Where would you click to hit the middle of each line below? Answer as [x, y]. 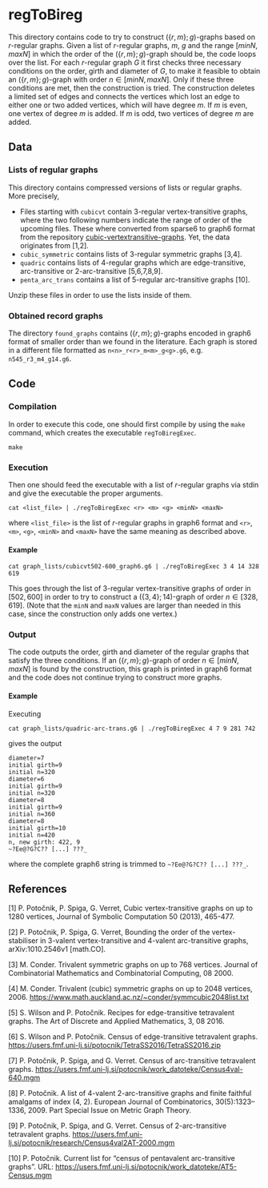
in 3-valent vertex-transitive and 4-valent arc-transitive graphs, [144, 941]
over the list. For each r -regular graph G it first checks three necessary [125, 62]
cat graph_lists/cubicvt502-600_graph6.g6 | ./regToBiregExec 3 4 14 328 [134, 567]
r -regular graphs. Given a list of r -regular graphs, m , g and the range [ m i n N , [133, 45]
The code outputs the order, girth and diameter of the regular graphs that [129, 652]
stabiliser [23, 941]
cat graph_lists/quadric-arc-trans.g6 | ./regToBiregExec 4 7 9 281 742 [132, 728]
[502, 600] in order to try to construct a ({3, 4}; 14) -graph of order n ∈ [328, [133, 597]
